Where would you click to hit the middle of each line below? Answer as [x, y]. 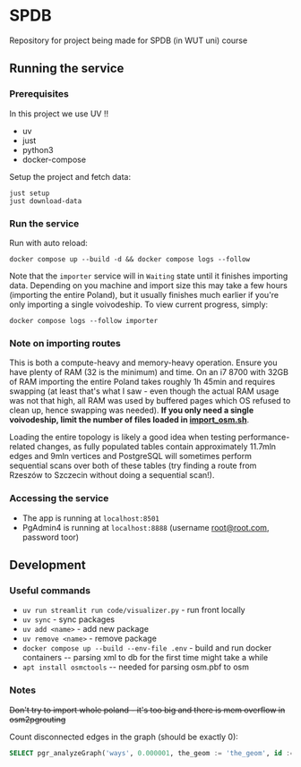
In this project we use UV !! [59, 114]
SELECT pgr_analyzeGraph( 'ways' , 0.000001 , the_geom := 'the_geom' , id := [152, 753]
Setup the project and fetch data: [70, 176]
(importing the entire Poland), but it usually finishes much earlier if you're [144, 294]
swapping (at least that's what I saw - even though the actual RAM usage [144, 391]
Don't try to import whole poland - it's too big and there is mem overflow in [147, 710]
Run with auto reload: [48, 243]
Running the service [67, 68]
